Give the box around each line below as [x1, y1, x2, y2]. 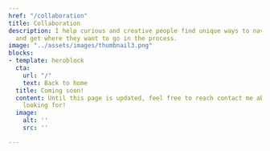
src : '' [22, 124, 48, 132]
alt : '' [22, 116, 48, 124]
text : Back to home [22, 79, 88, 87]
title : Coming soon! [15, 86, 84, 95]
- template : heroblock [8, 57, 84, 65]
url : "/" [22, 71, 52, 80]
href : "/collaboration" [8, 11, 88, 20]
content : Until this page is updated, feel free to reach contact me [15, 94, 253, 102]
